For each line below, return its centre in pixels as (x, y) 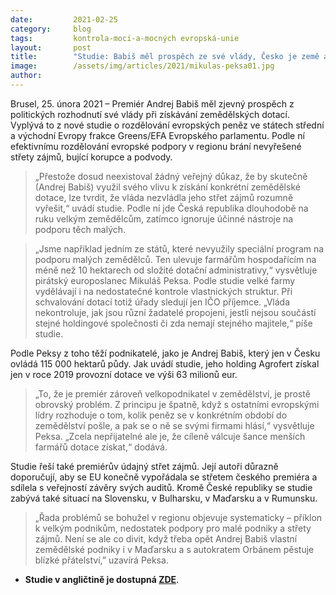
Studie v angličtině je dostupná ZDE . (102, 579)
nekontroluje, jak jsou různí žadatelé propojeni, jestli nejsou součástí (175, 312)
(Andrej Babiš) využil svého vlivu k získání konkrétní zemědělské (167, 187)
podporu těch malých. (80, 229)
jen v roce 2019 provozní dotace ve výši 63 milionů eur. (124, 374)
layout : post (51, 47)
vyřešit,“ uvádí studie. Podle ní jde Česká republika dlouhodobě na (171, 208)
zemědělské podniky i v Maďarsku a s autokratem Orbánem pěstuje (174, 549)
